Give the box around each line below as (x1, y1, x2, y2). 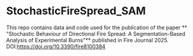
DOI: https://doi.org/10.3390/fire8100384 (6, 43, 106, 50)
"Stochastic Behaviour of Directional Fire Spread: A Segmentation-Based (6, 30, 186, 37)
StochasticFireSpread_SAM (6, 4, 146, 18)
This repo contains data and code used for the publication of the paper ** (6, 24, 188, 31)
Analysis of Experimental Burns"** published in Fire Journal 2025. (6, 36, 169, 43)
